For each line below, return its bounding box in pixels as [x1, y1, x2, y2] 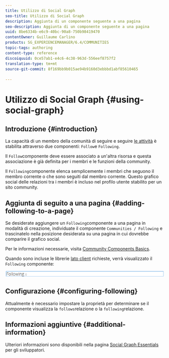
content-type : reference [5, 50, 57, 55]
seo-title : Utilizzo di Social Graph [5, 13, 84, 19]
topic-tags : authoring [5, 45, 53, 50]
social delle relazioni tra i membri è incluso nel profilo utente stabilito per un [5, 179, 162, 185]
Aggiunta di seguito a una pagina [5, 199, 111, 207]
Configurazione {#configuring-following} [5, 287, 138, 296]
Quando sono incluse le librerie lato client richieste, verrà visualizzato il [5, 255, 152, 261]
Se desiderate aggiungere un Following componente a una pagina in [5, 220, 146, 226]
